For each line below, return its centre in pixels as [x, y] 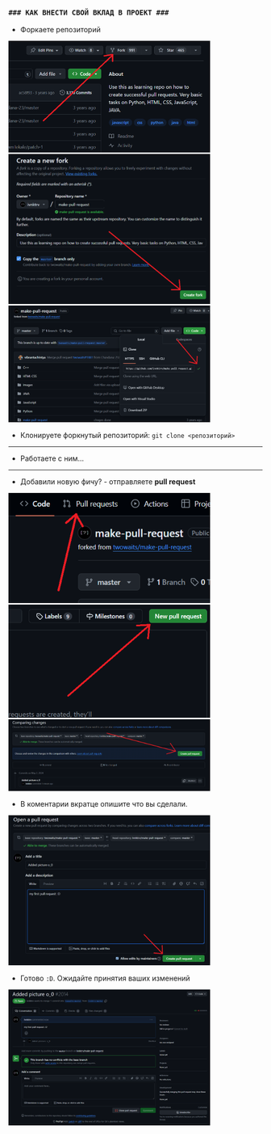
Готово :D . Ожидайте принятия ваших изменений [105, 978]
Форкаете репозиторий [60, 30]
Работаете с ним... [52, 458]
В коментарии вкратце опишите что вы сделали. [104, 803]
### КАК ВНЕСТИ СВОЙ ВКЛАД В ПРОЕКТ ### [89, 12]
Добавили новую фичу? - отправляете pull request [108, 481]
